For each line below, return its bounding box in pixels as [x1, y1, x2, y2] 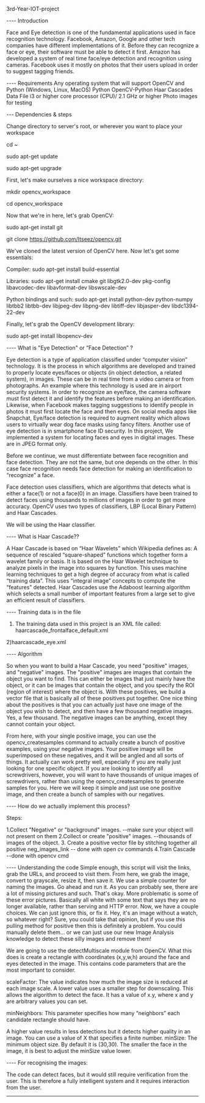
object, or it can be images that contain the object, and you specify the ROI [6, 681, 195, 689]
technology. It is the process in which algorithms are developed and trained [6, 362, 196, 370]
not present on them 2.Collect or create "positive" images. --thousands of [6, 833, 192, 839]
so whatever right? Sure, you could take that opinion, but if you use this [6, 916, 185, 923]
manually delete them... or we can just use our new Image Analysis [6, 929, 174, 936]
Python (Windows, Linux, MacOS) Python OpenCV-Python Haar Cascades [6, 86, 193, 93]
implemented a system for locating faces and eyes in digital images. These [6, 434, 194, 441]
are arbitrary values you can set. [6, 997, 88, 1005]
